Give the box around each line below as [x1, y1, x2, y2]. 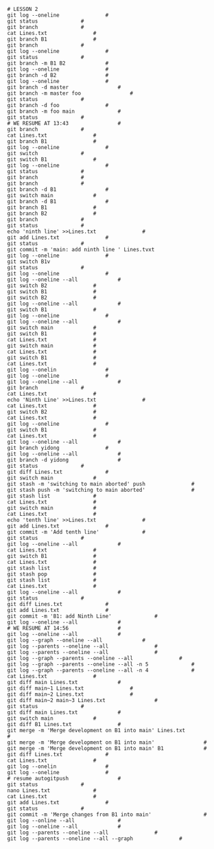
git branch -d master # [7, 84, 121, 91]
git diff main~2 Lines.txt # [7, 691, 134, 698]
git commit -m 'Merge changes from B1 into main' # [7, 811, 207, 818]
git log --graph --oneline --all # [7, 637, 146, 644]
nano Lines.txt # [7, 787, 97, 794]
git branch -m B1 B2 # [7, 60, 109, 67]
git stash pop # [7, 571, 97, 578]
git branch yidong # [7, 444, 109, 451]
